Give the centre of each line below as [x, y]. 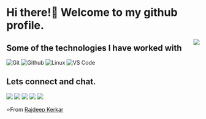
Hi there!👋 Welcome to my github [92, 13]
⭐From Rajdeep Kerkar [35, 109]
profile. [25, 25]
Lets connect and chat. [51, 82]
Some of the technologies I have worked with [94, 48]
